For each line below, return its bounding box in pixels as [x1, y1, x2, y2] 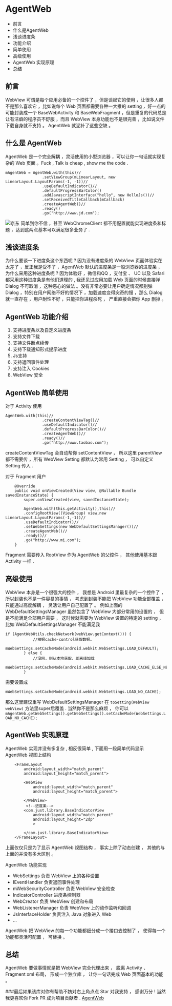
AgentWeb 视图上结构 [5, 752, 51, 758]
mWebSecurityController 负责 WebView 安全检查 [12, 885, 115, 892]
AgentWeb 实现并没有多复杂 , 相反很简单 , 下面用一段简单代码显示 [5, 745, 144, 752]
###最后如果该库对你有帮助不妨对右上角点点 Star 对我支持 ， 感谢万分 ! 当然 [5, 989, 166, 995]
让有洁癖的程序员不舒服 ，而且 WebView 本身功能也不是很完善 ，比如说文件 [5, 116, 165, 122]
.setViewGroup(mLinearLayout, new [41, 174, 116, 180]
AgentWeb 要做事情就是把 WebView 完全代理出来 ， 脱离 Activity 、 [5, 965, 148, 971]
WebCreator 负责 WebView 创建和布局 [12, 898, 94, 904]
